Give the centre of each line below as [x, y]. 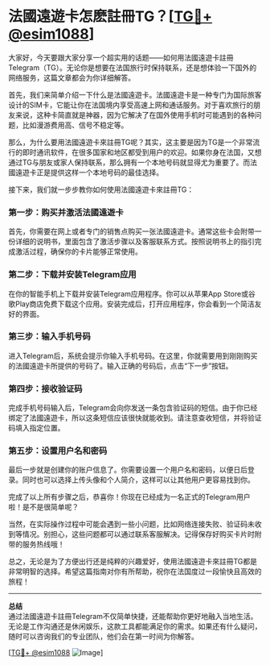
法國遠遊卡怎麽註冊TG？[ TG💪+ [110, 17]
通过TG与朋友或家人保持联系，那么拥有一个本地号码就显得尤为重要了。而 [129, 162]
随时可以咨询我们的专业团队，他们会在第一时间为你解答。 [103, 637]
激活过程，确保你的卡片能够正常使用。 [78, 251]
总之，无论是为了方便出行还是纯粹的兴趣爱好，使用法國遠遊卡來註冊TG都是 [133, 562]
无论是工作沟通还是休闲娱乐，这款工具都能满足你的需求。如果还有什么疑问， [135, 626]
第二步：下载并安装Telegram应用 [72, 275]
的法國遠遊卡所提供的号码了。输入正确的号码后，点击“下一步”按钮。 [121, 366]
